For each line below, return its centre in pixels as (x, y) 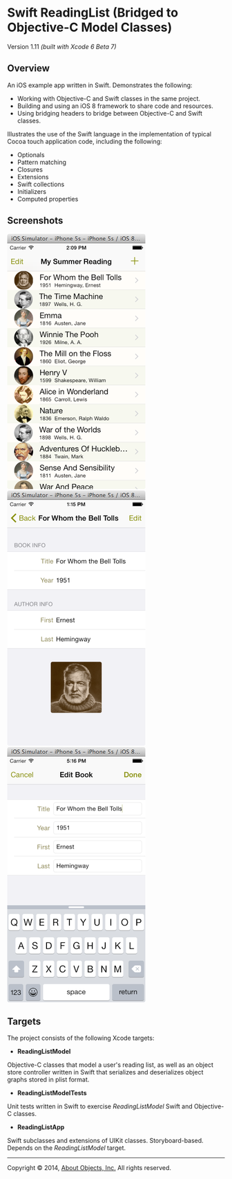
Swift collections (41, 184)
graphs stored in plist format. (48, 1080)
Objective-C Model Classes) (90, 27)
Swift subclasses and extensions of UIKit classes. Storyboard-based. (105, 1141)
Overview (29, 68)
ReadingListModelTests (52, 1093)
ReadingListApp (41, 1127)
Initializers (32, 191)
